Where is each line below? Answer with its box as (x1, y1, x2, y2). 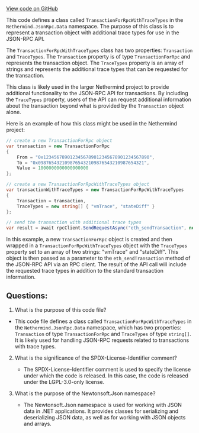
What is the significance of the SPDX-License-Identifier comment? (14, 354, 177, 361)
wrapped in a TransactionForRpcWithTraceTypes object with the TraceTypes (6, 242, 188, 249)
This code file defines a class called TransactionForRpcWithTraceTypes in (14, 318, 192, 325)
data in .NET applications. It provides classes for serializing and (23, 408, 179, 415)
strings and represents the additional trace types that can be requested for (6, 66, 188, 73)
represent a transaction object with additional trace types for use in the (6, 29, 179, 36)
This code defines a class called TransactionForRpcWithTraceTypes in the (6, 17, 184, 23)
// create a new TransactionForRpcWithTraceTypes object (6, 182, 150, 188)
